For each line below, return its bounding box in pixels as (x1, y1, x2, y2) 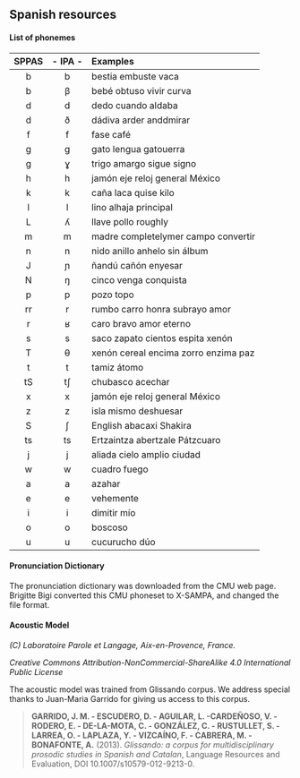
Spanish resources (9, 7, 116, 22)
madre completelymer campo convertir (90, 230, 256, 243)
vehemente (90, 492, 139, 504)
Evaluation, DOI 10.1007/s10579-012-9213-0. (30, 758, 195, 769)
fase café (90, 128, 132, 141)
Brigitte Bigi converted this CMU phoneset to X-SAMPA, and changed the (9, 590, 279, 601)
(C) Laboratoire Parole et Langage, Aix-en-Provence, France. (9, 640, 236, 650)
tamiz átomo (90, 361, 144, 373)
